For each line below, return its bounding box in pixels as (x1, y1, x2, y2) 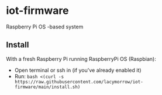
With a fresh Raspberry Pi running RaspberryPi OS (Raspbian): (6, 55, 157, 62)
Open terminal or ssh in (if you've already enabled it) (14, 67, 142, 74)
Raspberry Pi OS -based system (6, 23, 84, 30)
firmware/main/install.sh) (14, 84, 81, 90)
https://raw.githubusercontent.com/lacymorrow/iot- (14, 79, 143, 85)
